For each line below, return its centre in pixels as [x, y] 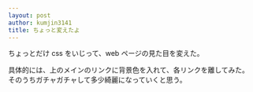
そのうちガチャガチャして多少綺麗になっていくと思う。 [97, 80]
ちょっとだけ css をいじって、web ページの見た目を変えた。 [106, 53]
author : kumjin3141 [40, 23]
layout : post [30, 15]
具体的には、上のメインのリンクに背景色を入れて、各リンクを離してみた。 [129, 70]
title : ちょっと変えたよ [44, 30]
